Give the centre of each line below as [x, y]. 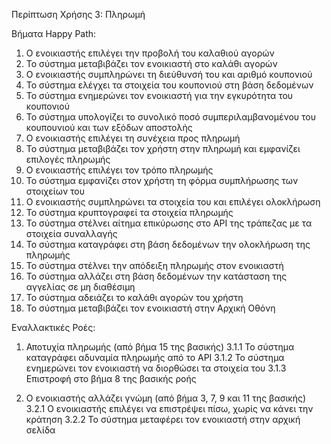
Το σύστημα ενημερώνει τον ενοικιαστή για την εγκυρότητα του [159, 95]
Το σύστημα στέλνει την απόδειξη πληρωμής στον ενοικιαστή [154, 265]
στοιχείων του [55, 191]
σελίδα [40, 430]
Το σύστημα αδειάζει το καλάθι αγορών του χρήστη [134, 297]
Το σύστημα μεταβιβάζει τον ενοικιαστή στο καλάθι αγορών [151, 63]
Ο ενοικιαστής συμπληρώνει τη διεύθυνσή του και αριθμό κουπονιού [169, 74]
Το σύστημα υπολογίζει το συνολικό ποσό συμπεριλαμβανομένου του [170, 117]
